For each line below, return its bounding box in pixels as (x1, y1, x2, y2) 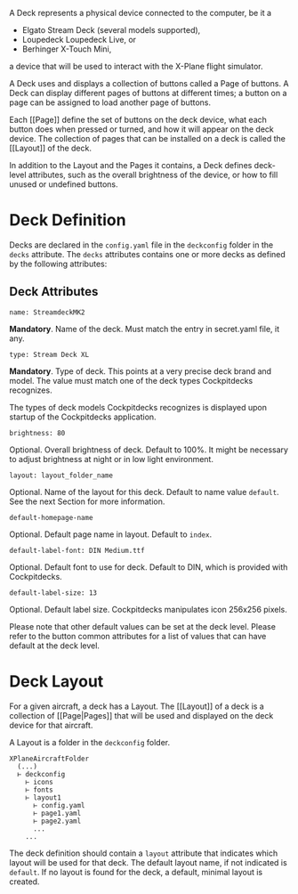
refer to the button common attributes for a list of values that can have (9, 630, 267, 641)
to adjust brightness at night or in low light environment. (9, 453, 213, 464)
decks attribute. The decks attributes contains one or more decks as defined (9, 248, 286, 259)
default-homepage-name (9, 513, 93, 522)
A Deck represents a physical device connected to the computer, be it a (9, 8, 272, 18)
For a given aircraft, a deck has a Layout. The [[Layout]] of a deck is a (9, 701, 264, 711)
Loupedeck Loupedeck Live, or (21, 35, 136, 45)
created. (9, 876, 40, 887)
